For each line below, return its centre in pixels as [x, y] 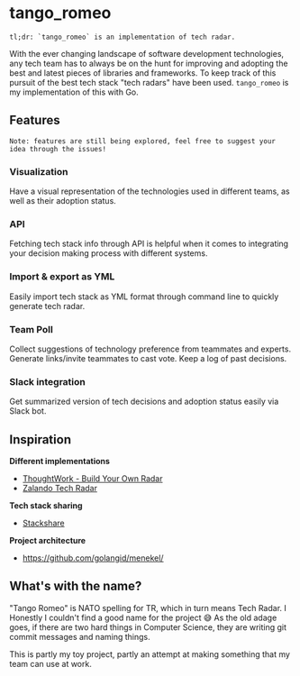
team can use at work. [50, 663]
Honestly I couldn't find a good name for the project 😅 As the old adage [143, 617]
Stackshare [43, 523]
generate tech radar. [47, 306]
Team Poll [32, 329]
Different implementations [60, 461]
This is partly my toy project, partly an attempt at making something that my [150, 654]
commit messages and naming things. [80, 636]
